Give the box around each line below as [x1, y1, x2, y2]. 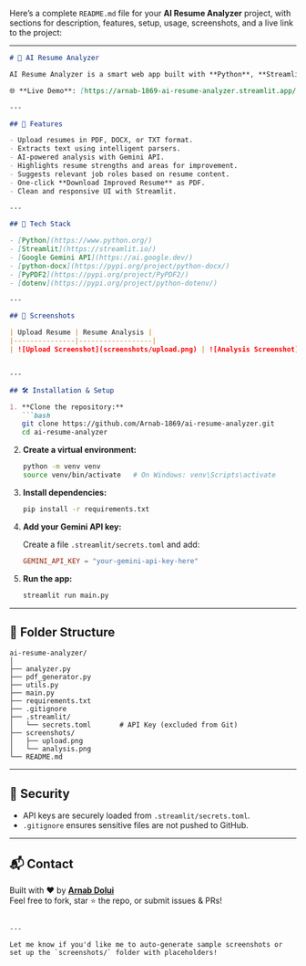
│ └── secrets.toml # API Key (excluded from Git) [9, 720, 239, 730]
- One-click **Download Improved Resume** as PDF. [9, 178, 206, 187]
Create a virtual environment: [22, 445, 137, 456]
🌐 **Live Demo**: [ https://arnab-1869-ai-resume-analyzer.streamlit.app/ [9, 86, 297, 95]
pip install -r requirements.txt [22, 504, 150, 514]
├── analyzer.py [9, 665, 71, 674]
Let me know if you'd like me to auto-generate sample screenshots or [9, 940, 283, 949]
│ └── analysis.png [9, 744, 92, 754]
